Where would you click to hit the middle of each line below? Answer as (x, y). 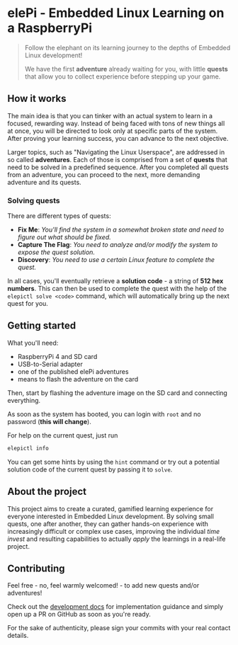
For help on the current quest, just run (63, 435)
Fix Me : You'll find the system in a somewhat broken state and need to (121, 230)
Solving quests (34, 200)
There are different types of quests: (59, 216)
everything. (24, 400)
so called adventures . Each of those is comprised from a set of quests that (118, 159)
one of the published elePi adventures (73, 371)
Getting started (42, 326)
